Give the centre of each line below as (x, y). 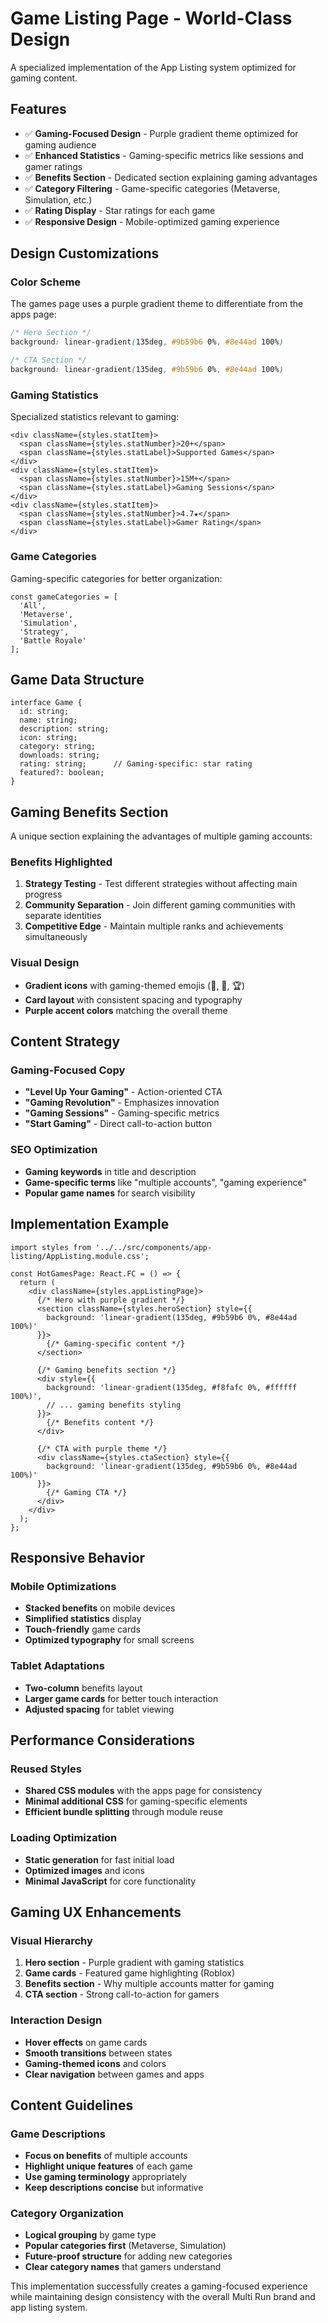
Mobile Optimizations (63, 1586)
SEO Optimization (54, 1150)
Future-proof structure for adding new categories (128, 2256)
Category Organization (67, 2214)
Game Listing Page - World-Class (151, 18)
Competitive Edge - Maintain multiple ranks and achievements (154, 926)
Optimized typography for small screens (109, 1640)
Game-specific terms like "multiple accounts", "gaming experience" (165, 1182)
